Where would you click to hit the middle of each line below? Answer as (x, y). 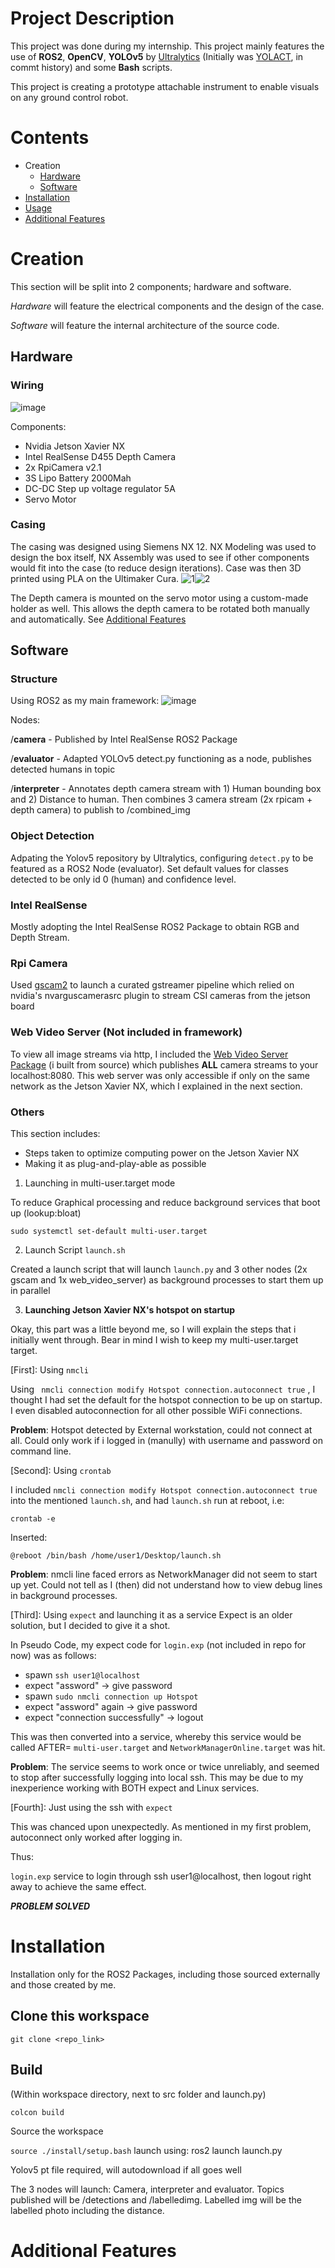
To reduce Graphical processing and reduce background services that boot (165, 1202)
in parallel (30, 1290)
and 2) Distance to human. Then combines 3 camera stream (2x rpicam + (161, 799)
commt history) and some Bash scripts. (91, 67)
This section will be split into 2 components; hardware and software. (151, 286)
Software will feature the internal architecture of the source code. (145, 325)
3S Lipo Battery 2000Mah (78, 478)
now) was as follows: (53, 1655)
